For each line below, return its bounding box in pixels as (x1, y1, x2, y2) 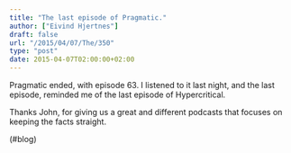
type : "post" (9, 47, 59, 56)
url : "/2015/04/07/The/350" (9, 38, 115, 48)
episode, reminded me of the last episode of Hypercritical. (9, 89, 226, 100)
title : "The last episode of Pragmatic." (9, 13, 168, 22)
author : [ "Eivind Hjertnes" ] (9, 22, 119, 31)
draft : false (9, 30, 59, 39)
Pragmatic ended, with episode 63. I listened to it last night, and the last (9, 80, 275, 90)
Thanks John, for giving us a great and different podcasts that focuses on (9, 107, 283, 117)
